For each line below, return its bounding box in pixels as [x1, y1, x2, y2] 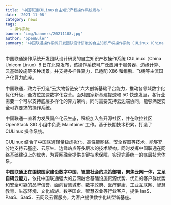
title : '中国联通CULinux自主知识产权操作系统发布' [5, 7, 103, 13]
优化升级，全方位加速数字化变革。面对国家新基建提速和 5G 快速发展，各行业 [5, 91, 165, 97]
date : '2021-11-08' [5, 12, 47, 17]
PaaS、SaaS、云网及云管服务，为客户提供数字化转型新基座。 [5, 194, 134, 200]
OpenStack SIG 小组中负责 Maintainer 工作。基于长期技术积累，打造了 [5, 121, 153, 127]
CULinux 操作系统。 [5, 128, 47, 134]
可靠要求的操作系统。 [9, 104, 54, 110]
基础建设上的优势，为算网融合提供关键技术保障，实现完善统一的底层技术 [9, 151, 161, 158]
